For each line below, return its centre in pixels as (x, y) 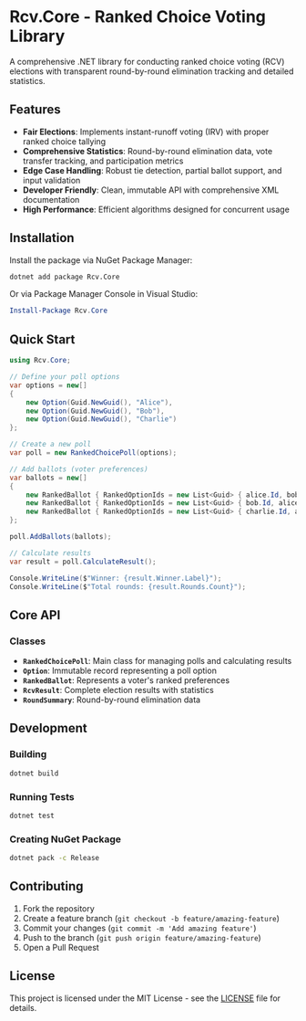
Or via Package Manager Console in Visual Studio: (104, 294)
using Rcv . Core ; (40, 361)
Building (28, 754)
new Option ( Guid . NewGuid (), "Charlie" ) (102, 419)
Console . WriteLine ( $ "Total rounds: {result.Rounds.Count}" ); (128, 586)
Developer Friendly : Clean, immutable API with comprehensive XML (151, 190)
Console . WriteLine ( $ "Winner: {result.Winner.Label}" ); (116, 578)
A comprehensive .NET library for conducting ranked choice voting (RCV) (147, 61)
